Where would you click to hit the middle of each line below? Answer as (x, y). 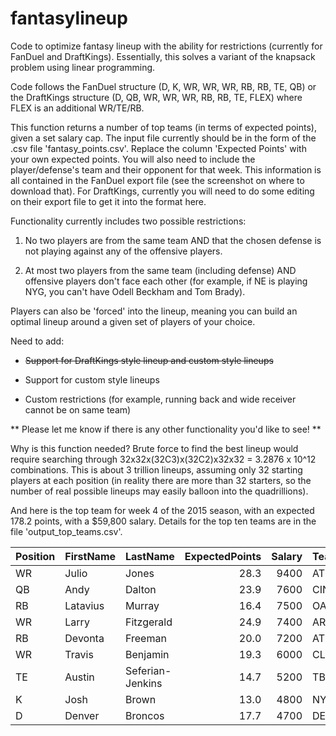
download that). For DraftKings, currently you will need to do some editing (162, 191)
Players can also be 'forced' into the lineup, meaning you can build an (154, 311)
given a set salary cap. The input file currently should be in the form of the (163, 138)
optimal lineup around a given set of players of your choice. (133, 321)
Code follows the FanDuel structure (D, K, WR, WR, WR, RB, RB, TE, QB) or (163, 86)
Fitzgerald (149, 622)
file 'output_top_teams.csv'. (66, 531)
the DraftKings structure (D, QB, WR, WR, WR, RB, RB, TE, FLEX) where (156, 97)
